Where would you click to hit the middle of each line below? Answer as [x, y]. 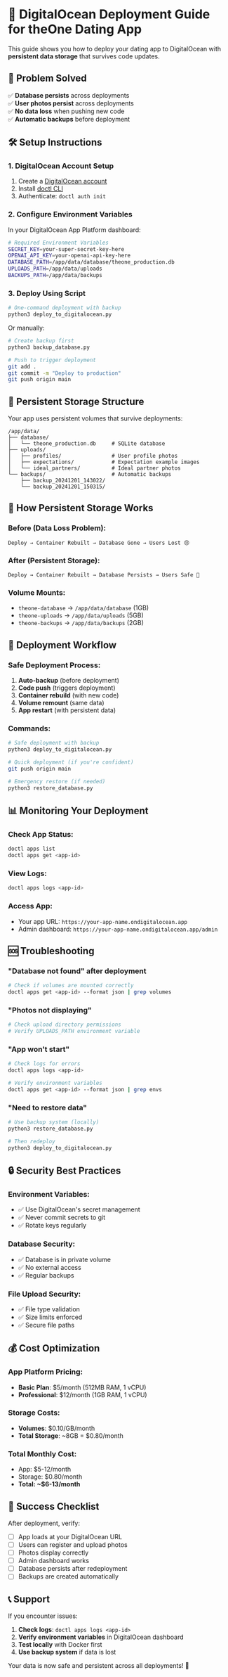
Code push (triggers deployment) [67, 688]
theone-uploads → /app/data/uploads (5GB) [81, 615]
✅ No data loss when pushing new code [66, 111]
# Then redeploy [32, 1141]
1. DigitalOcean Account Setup [61, 166]
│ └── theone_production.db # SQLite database [87, 444]
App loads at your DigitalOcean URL [70, 1536]
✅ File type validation [49, 1309]
